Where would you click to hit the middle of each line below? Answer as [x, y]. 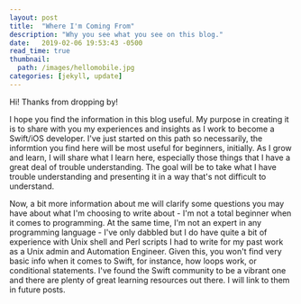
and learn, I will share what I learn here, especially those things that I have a [150, 157]
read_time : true [40, 51]
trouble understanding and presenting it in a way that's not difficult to [138, 176]
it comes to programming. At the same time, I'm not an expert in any [136, 222]
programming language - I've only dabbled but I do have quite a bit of [138, 232]
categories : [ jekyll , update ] [66, 76]
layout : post [34, 18]
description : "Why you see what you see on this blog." [116, 34]
